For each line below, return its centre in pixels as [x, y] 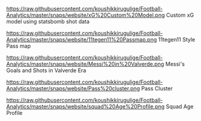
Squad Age [180, 107]
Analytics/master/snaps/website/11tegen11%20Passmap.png [82, 39]
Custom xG [180, 15]
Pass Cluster [157, 88]
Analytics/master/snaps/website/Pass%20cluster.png [73, 88]
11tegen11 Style [177, 39]
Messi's [175, 64]
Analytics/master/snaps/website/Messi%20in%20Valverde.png [85, 64]
